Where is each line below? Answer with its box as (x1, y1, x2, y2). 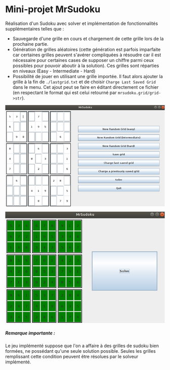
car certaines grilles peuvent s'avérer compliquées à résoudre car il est (12, 52, 161, 58)
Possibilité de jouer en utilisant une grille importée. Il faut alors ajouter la (12, 73, 163, 79)
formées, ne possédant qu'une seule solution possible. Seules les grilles (5, 348, 156, 354)
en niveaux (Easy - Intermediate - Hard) (12, 68, 96, 74)
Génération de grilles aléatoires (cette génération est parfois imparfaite (12, 46, 161, 52)
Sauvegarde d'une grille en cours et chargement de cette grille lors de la (12, 36, 164, 42)
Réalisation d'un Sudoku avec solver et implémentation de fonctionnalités (5, 20, 158, 26)
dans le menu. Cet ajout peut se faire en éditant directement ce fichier (12, 84, 159, 90)
